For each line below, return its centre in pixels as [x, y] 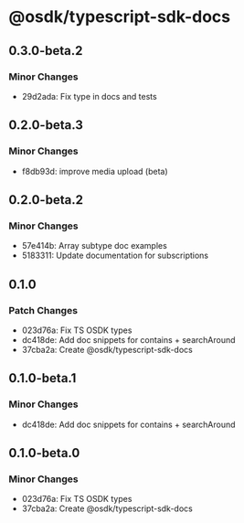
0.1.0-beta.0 [44, 453]
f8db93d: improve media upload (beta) [95, 171]
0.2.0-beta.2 [46, 200]
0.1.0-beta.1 [42, 378]
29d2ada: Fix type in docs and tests [89, 96]
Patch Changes [43, 310]
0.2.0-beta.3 [46, 125]
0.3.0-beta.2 [46, 51]
